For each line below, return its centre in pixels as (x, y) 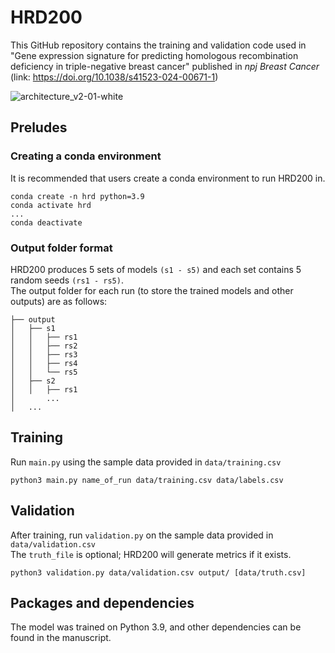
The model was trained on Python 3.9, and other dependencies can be (156, 627)
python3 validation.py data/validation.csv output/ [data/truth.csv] (158, 572)
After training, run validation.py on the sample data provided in (142, 535)
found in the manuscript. (61, 638)
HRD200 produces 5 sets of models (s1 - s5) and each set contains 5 (156, 269)
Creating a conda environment (86, 156)
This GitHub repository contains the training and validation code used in (158, 45)
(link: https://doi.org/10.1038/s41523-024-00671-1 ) (114, 77)
